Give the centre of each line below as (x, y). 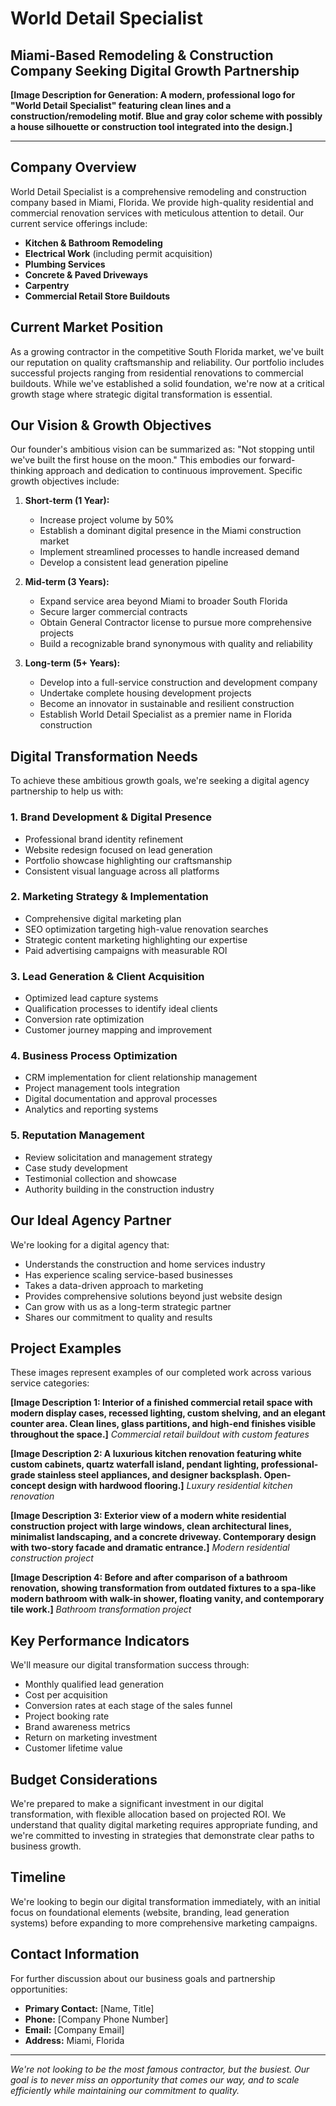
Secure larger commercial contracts (113, 612)
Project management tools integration (102, 1088)
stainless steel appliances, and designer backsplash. (149, 1475)
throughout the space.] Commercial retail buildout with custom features (160, 1434)
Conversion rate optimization (84, 1019)
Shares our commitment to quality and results (118, 1317)
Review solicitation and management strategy (118, 1157)
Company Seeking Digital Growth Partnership (155, 70)
